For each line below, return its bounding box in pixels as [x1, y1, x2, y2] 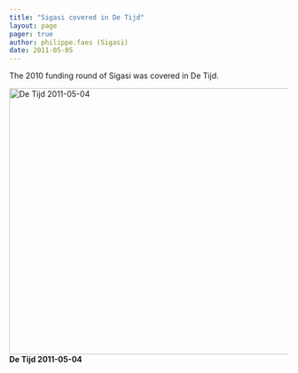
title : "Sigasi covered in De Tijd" [9, 12, 145, 22]
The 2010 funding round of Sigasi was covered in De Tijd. [9, 70, 219, 81]
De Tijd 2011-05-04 [9, 354, 82, 365]
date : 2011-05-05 [9, 46, 74, 55]
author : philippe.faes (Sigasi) [9, 37, 129, 47]
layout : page [9, 21, 58, 30]
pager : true [9, 29, 53, 38]
